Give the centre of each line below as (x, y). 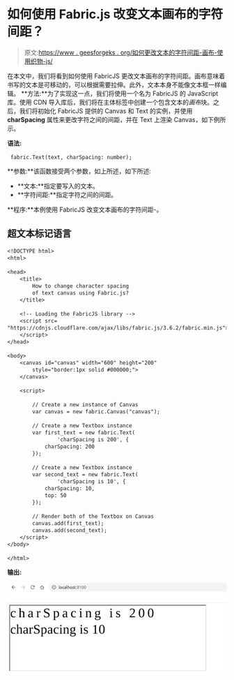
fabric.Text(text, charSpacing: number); (71, 157)
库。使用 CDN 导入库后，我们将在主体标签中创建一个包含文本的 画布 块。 (110, 102)
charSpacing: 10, (70, 488)
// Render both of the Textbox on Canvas (93, 516)
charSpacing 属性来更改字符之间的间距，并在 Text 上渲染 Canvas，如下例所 (117, 119)
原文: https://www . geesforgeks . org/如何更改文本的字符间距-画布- (120, 52)
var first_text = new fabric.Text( (84, 433)
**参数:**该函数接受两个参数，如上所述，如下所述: (79, 171)
